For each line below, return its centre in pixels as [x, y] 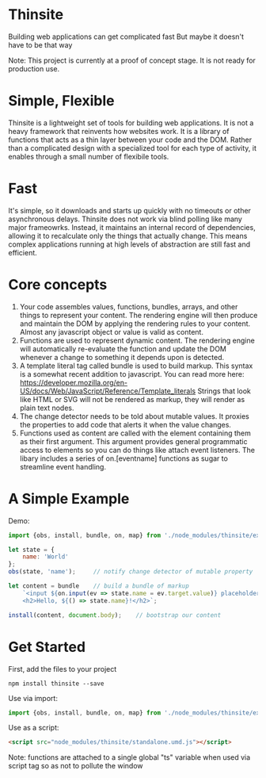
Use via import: [33, 698]
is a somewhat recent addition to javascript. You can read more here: [132, 374]
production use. [34, 68]
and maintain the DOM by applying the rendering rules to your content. [135, 324]
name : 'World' [46, 557]
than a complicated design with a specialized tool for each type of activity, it [133, 148]
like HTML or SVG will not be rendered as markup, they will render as [132, 399]
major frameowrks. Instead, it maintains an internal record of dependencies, [132, 227]
